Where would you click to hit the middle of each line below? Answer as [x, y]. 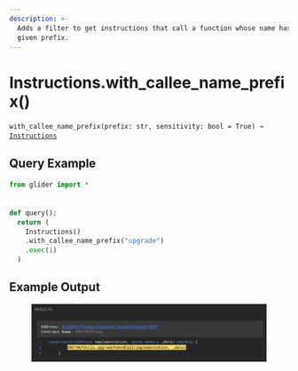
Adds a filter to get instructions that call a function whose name [146, 28]
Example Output [55, 287]
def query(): [33, 213]
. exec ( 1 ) [41, 250]
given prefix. [43, 37]
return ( [33, 222]
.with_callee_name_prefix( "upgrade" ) [95, 241]
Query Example [53, 163]
